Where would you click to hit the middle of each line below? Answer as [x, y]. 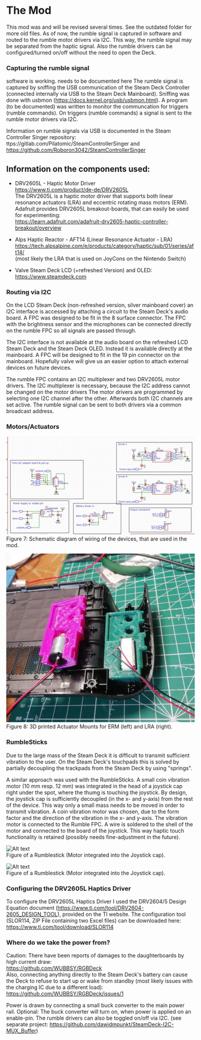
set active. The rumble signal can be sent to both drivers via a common [94, 405]
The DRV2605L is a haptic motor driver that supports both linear [94, 196]
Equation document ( [32, 908]
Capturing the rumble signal [48, 68]
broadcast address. [30, 411]
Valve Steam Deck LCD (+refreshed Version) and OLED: [83, 270]
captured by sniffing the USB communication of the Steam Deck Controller [98, 88]
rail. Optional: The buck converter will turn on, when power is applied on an [99, 1012]
